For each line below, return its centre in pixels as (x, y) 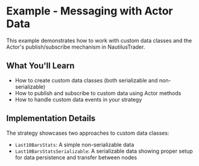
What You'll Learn (40, 66)
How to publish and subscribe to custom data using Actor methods (98, 93)
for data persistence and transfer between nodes (76, 157)
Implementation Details (51, 118)
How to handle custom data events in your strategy (78, 99)
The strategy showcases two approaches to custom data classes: (88, 133)
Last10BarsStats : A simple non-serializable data (74, 144)
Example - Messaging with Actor (90, 11)
